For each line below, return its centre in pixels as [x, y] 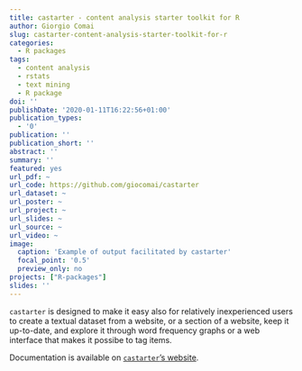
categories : [32, 43]
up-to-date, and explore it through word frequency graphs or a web [135, 330]
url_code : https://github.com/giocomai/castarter [105, 185]
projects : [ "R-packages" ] [58, 277]
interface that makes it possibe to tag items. [91, 339]
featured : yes [36, 168]
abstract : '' [34, 151]
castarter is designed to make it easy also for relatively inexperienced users [151, 311]
